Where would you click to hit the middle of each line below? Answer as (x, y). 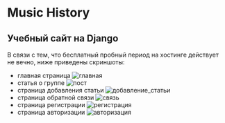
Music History (49, 13)
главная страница (44, 75)
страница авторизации (51, 112)
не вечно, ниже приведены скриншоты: (66, 62)
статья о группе (41, 83)
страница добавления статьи (60, 90)
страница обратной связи (56, 97)
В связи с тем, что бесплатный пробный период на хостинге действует (113, 55)
